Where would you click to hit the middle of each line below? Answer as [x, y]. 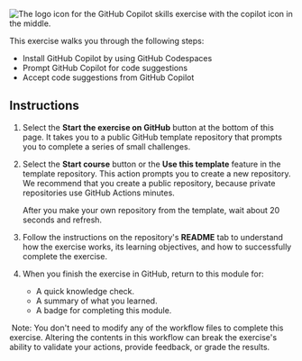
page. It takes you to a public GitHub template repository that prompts [152, 137]
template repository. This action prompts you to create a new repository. [156, 173]
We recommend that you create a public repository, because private [149, 183]
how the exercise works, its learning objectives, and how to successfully [157, 247]
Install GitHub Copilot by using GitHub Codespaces [117, 58]
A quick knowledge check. [85, 291]
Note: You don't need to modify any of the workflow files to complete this [147, 328]
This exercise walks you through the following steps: [107, 41]
